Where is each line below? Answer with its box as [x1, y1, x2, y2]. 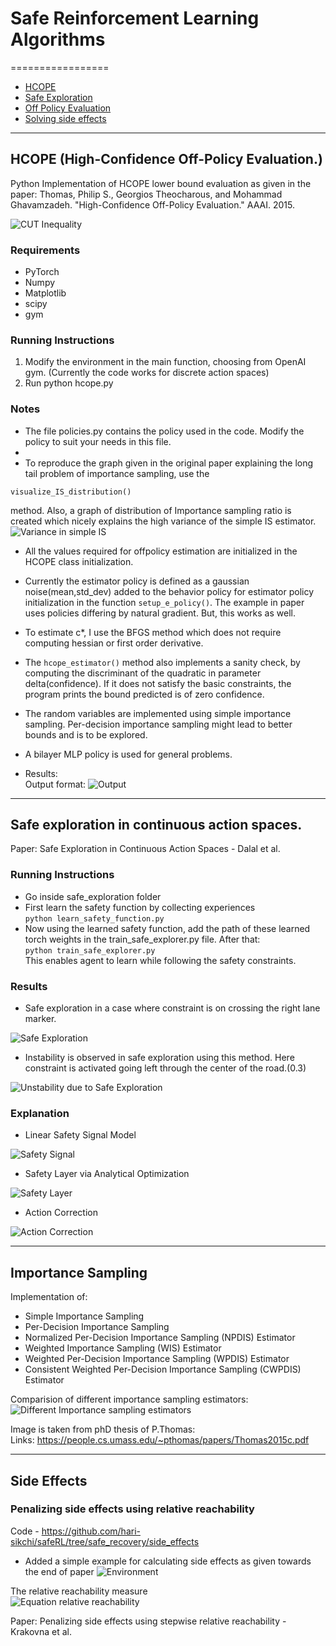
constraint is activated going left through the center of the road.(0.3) [24, 1062, 307, 1074]
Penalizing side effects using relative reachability [10, 1502, 255, 1516]
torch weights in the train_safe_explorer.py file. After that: [24, 933, 261, 945]
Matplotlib [24, 287, 67, 299]
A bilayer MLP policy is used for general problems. [24, 748, 233, 760]
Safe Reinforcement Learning [10, 7, 260, 30]
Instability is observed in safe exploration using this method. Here [24, 1052, 295, 1064]
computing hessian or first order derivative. [24, 637, 204, 649]
